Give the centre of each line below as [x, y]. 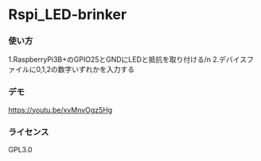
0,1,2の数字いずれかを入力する [85, 70]
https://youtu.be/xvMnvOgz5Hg [60, 109]
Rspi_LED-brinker [68, 15]
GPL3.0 [21, 150]
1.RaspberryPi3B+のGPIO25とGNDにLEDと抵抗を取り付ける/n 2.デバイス [128, 59]
